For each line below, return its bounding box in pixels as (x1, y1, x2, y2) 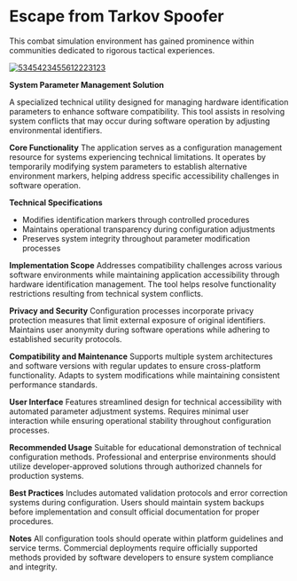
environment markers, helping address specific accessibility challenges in (9, 171, 279, 181)
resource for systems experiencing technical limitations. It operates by (9, 151, 266, 162)
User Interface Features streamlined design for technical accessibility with (9, 396, 282, 407)
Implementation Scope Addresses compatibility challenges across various (9, 259, 283, 270)
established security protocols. (9, 333, 122, 344)
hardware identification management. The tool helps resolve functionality (9, 278, 277, 290)
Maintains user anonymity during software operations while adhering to (9, 324, 270, 335)
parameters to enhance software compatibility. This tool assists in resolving (9, 106, 285, 116)
